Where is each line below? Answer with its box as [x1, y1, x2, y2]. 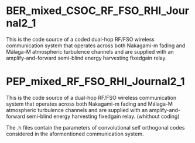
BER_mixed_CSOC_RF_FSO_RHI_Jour [6, 4, 189, 18]
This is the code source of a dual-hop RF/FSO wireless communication [6, 94, 177, 101]
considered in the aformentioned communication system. [6, 130, 144, 137]
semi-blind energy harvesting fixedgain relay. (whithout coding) [26, 113, 180, 120]
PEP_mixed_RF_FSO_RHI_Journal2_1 [6, 75, 186, 88]
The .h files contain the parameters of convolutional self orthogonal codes [6, 124, 185, 131]
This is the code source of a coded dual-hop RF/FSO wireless [6, 36, 155, 43]
